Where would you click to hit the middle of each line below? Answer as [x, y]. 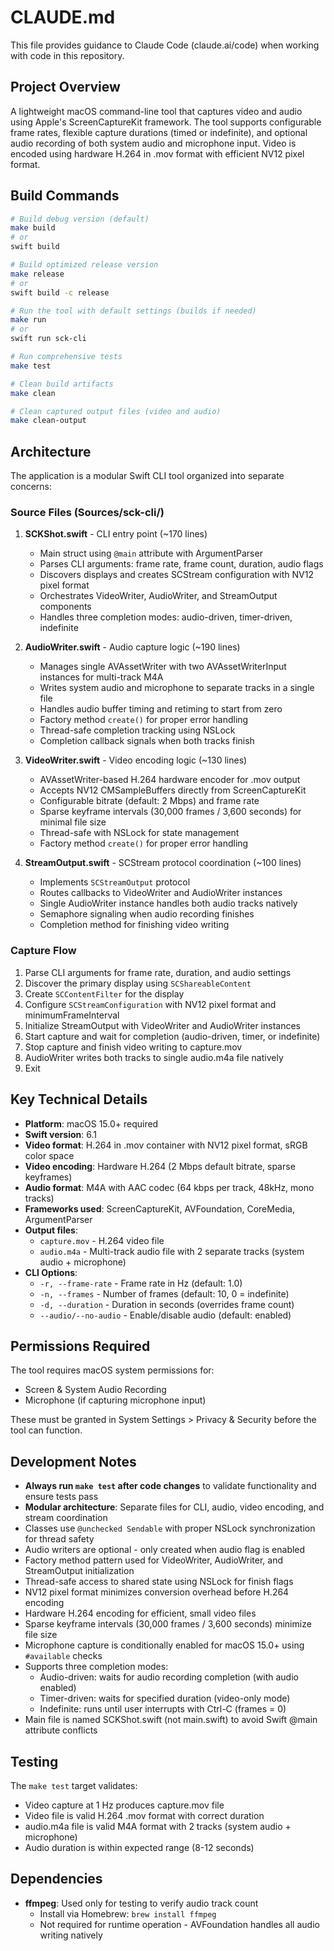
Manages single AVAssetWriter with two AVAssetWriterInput [163, 667]
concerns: [31, 487]
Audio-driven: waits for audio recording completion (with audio [169, 1677]
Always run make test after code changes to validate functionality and [170, 1486]
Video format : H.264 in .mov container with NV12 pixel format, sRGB [166, 1145]
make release [37, 274]
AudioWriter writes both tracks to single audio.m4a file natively [154, 1057]
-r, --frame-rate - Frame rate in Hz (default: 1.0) [141, 1283]
